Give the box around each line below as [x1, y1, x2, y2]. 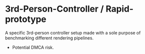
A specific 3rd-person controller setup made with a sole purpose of [5, 30, 141, 36]
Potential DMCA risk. [12, 44, 54, 50]
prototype [5, 14, 46, 25]
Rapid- [105, 3, 134, 15]
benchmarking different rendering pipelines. [5, 35, 94, 41]
